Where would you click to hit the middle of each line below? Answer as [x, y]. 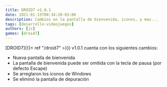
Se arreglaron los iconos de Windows [52, 74]
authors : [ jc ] [20, 29]
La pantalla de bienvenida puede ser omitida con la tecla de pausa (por [87, 63]
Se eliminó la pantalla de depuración [51, 79]
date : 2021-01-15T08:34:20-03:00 [41, 15]
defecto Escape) [30, 68]
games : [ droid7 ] [22, 33]
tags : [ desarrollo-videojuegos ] [39, 24]
